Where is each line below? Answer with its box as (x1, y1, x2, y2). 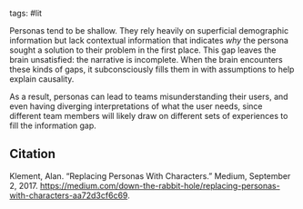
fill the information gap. (9, 120, 97, 131)
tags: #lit (9, 8, 43, 18)
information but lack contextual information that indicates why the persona (9, 35, 289, 45)
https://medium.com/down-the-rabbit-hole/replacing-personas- (39, 180, 280, 191)
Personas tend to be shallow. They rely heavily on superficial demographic (9, 25, 289, 35)
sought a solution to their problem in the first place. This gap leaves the (9, 45, 277, 55)
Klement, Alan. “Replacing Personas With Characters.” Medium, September (9, 170, 291, 181)
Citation (9, 146, 56, 162)
